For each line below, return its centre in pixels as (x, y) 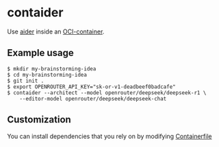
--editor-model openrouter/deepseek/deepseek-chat (93, 98)
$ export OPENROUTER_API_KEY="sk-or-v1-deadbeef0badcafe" (91, 87)
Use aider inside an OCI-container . (56, 31)
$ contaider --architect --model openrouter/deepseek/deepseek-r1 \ (107, 93)
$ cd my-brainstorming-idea (47, 75)
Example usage (40, 53)
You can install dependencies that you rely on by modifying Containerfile (109, 136)
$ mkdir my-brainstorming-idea (52, 69)
